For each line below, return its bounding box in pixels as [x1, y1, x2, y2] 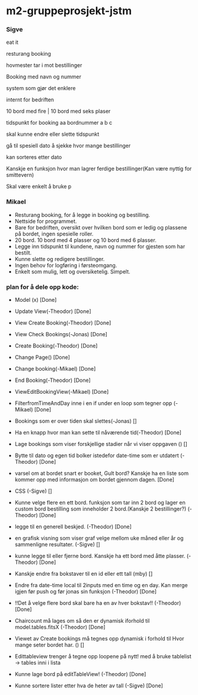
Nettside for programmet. [14, 218, 77, 225]
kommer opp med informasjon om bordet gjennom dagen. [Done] [14, 476, 175, 483]
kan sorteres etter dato [6, 154, 62, 161]
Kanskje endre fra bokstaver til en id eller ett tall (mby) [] [14, 570, 153, 578]
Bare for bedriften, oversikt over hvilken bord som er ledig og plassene [14, 224, 187, 231]
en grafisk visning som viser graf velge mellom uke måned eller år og [14, 535, 184, 542]
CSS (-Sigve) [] [14, 487, 52, 495]
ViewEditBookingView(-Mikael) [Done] [14, 388, 109, 396]
